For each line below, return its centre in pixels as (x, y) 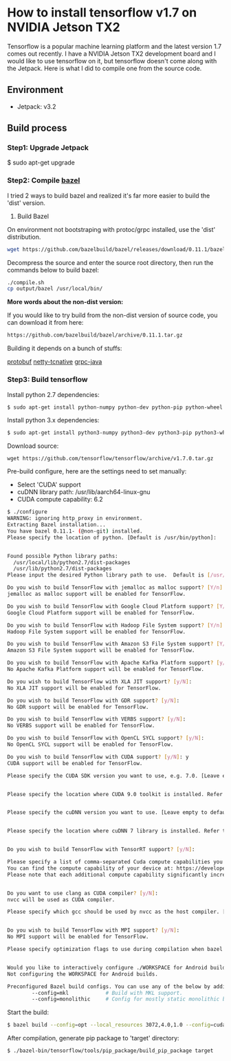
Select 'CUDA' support (49, 485)
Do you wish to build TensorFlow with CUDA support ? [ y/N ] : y (98, 757)
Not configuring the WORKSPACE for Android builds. (82, 974)
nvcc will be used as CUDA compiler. (61, 899)
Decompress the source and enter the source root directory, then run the (110, 262)
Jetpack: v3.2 (36, 106)
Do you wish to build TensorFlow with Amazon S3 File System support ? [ (113, 644)
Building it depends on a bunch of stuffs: (65, 348)
